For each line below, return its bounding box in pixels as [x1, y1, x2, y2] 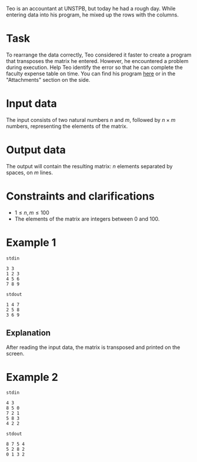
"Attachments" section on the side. [6, 76, 91, 83]
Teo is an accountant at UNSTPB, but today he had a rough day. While [6, 5, 176, 12]
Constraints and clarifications [6, 190, 155, 202]
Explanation [6, 328, 51, 338]
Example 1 [6, 235, 56, 249]
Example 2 [6, 370, 59, 384]
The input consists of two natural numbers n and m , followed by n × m [6, 116, 176, 123]
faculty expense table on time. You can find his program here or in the [6, 70, 176, 77]
